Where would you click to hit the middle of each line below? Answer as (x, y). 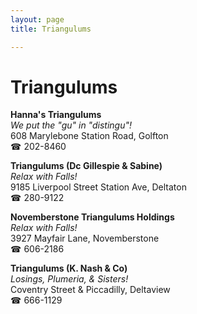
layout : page (37, 19)
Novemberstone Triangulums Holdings (92, 217)
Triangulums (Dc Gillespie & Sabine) (86, 166)
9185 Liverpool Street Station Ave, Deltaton (98, 187)
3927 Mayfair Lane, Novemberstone (85, 238)
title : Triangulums (51, 29)
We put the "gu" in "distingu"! (71, 125)
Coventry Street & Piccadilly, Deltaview (90, 290)
